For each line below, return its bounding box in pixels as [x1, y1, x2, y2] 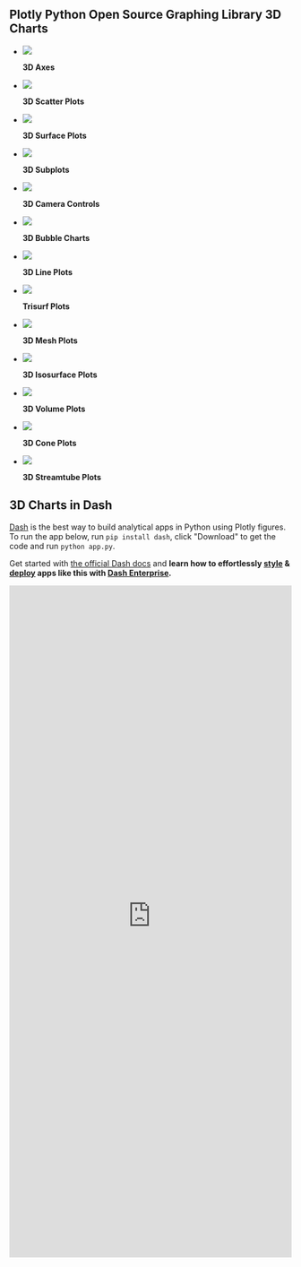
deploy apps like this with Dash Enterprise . [9, 567, 172, 578]
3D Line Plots [21, 266, 73, 277]
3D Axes [21, 62, 56, 73]
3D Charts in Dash [9, 497, 113, 513]
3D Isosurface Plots [21, 369, 98, 380]
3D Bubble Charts [21, 232, 90, 243]
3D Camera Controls [21, 198, 100, 209]
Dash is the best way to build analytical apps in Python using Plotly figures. [9, 521, 287, 532]
